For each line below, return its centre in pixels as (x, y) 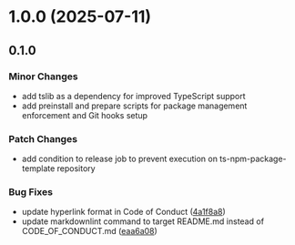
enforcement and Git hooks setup (84, 115)
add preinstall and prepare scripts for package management (134, 106)
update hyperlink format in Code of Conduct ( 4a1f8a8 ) (124, 212)
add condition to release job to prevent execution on (119, 159)
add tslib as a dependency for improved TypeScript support (134, 96)
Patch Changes (43, 138)
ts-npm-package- (253, 159)
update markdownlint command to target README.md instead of (143, 221)
